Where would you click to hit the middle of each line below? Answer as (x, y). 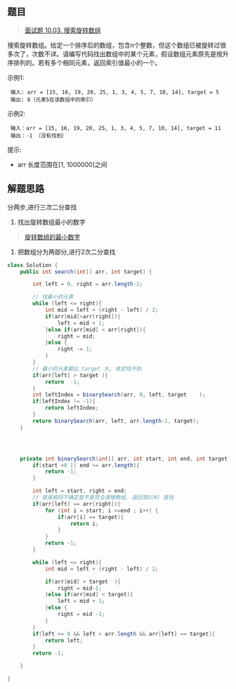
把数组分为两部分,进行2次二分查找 (66, 251)
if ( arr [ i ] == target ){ (91, 517)
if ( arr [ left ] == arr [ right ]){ (77, 504)
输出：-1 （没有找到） (39, 136)
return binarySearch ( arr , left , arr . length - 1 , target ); (116, 421)
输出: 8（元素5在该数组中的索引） (53, 100)
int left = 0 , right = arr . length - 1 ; (87, 284)
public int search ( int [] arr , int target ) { (86, 272)
